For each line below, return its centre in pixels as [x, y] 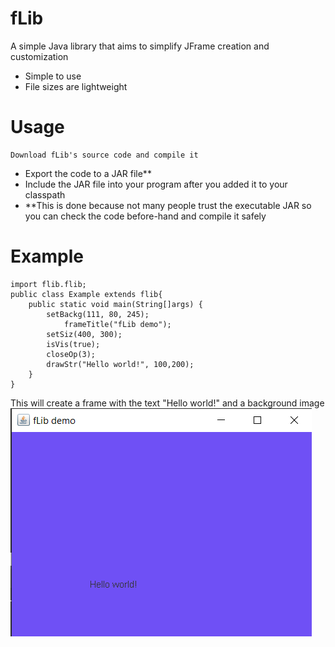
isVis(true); [73, 344]
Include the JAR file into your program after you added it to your [156, 184]
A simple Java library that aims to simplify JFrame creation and [140, 46]
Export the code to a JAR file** [88, 173]
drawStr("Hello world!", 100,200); [120, 364]
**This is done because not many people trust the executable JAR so [168, 205]
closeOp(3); [71, 354]
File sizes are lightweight [76, 86]
